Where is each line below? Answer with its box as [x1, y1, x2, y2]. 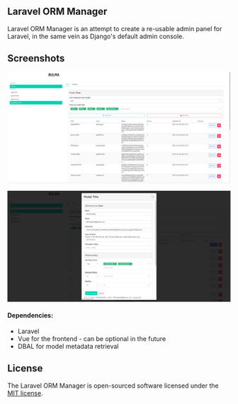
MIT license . [7, 388, 44, 397]
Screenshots [7, 52, 65, 64]
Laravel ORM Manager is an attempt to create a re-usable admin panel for [7, 24, 222, 33]
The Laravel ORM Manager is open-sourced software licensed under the [7, 381, 219, 390]
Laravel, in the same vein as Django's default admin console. [7, 32, 184, 40]
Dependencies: [7, 311, 54, 320]
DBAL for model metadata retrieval [17, 342, 119, 350]
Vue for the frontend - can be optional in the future [17, 334, 166, 342]
